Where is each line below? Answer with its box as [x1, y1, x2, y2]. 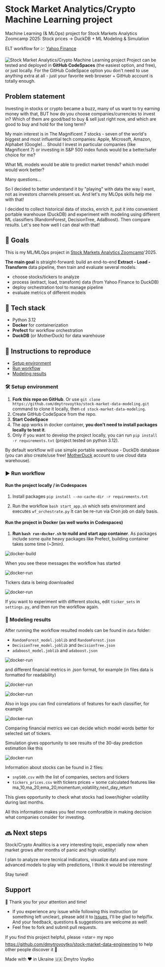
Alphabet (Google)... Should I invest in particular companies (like [5, 141, 136, 147]
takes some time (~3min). [12, 541, 65, 547]
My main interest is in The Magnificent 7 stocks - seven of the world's [5, 131, 147, 137]
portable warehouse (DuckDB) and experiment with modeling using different [5, 211, 160, 217]
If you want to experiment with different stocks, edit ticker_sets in [5, 598, 140, 604]
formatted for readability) [5, 672, 57, 678]
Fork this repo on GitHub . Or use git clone [12, 396, 100, 402]
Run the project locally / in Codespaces [5, 483, 87, 488]
